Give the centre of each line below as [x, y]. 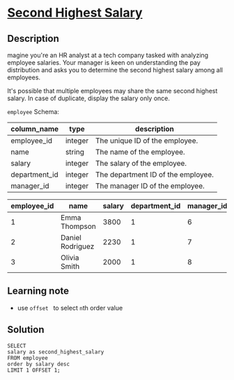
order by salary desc [39, 364]
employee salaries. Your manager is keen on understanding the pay [104, 63]
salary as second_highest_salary [56, 352]
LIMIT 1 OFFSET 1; [34, 370]
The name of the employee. [140, 152]
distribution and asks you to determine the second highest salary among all [115, 70]
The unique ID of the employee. [147, 141]
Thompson [78, 226]
